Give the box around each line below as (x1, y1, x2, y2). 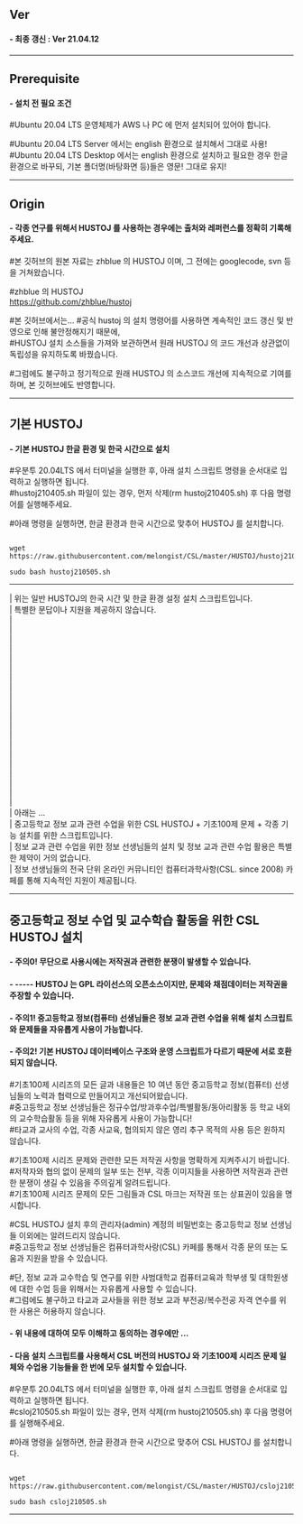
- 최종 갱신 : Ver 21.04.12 (9, 33, 99, 44)
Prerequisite (9, 71, 80, 87)
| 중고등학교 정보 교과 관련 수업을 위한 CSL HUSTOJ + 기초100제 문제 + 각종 (9, 818, 280, 829)
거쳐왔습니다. (18, 266, 66, 278)
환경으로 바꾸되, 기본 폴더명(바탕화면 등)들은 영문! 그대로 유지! (9, 162, 227, 172)
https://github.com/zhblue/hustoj (9, 296, 133, 307)
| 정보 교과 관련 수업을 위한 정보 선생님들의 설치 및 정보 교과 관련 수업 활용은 (9, 841, 276, 852)
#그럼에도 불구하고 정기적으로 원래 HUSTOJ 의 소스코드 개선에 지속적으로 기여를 (9, 367, 292, 378)
